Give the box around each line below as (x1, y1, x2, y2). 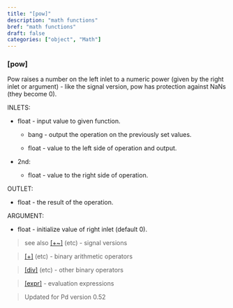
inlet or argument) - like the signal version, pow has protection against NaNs (7, 82, 227, 91)
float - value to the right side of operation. (27, 171, 149, 179)
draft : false (7, 29, 45, 37)
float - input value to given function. (17, 117, 121, 126)
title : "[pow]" (7, 10, 52, 17)
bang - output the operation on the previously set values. (27, 131, 192, 139)
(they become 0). (7, 90, 57, 98)
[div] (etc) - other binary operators (24, 266, 124, 274)
